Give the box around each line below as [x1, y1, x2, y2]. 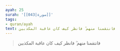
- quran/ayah [5, 21, 33, 27]
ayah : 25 [5, 7, 24, 13]
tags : [5, 17, 17, 22]
